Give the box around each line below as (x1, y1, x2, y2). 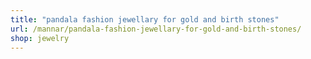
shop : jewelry (10, 33, 70, 43)
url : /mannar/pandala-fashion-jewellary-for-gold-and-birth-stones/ (10, 24, 302, 34)
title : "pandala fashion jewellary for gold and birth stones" (10, 14, 280, 25)
